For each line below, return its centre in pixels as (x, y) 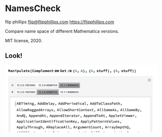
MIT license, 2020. (24, 40)
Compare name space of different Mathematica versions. (62, 31)
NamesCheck (33, 8)
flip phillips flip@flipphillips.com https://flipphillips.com (60, 22)
